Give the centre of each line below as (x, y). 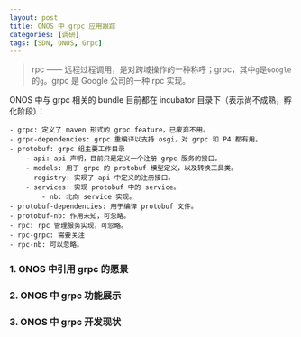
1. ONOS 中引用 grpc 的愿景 (69, 269)
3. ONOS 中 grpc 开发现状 (65, 323)
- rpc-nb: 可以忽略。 (46, 245)
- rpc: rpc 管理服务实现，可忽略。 (68, 226)
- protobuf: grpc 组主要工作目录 (67, 150)
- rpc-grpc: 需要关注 (47, 235)
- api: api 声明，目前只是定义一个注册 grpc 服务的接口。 (124, 159)
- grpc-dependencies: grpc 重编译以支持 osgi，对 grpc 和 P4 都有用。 (136, 140)
